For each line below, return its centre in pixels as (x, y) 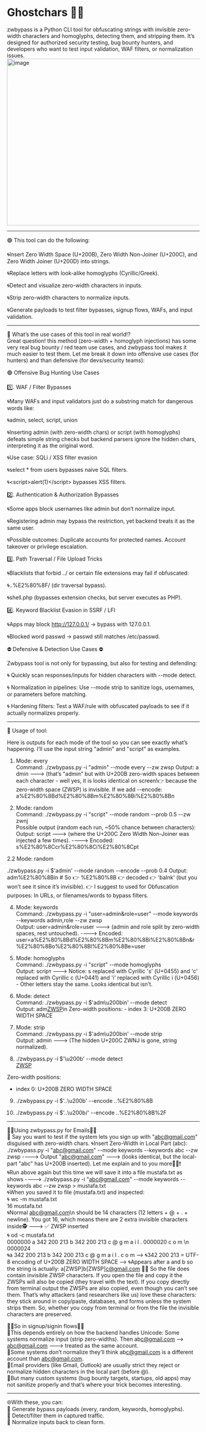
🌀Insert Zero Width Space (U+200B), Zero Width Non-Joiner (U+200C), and (102, 254)
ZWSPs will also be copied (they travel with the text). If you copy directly (98, 1281)
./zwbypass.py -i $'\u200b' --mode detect (69, 1059)
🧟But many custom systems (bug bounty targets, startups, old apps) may (99, 1378)
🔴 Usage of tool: (27, 730)
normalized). (32, 1046)
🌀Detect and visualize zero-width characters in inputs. (75, 285)
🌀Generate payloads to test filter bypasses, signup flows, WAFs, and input (100, 310)
